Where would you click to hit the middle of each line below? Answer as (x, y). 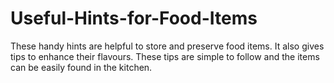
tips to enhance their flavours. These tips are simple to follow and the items (165, 56)
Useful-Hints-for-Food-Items (134, 18)
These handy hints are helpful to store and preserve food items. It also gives (167, 46)
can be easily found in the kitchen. (81, 67)
